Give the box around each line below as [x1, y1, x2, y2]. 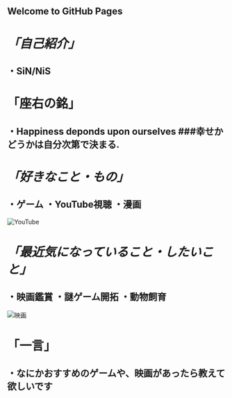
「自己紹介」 [7, 35, 81, 51]
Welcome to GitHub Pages [7, 6, 123, 17]
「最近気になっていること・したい [7, 244, 201, 260]
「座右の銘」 [7, 96, 81, 112]
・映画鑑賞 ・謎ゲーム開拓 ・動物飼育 [7, 291, 167, 303]
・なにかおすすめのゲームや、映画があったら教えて [7, 367, 226, 379]
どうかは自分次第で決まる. [7, 138, 120, 150]
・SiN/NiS [7, 65, 51, 77]
